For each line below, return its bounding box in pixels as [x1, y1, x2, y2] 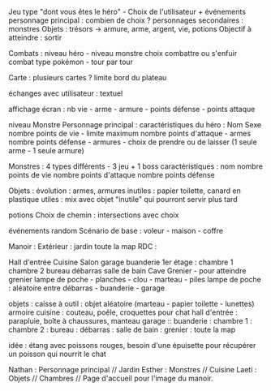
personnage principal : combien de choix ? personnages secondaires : [8, 15, 244, 25]
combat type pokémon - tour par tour [8, 57, 134, 67]
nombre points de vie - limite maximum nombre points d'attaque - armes [8, 129, 252, 138]
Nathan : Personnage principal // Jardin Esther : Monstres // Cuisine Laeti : [8, 365, 257, 374]
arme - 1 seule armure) [8, 146, 85, 155]
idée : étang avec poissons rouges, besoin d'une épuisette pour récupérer [8, 341, 256, 350]
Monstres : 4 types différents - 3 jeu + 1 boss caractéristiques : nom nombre [8, 161, 264, 171]
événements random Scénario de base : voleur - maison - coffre [8, 226, 223, 235]
